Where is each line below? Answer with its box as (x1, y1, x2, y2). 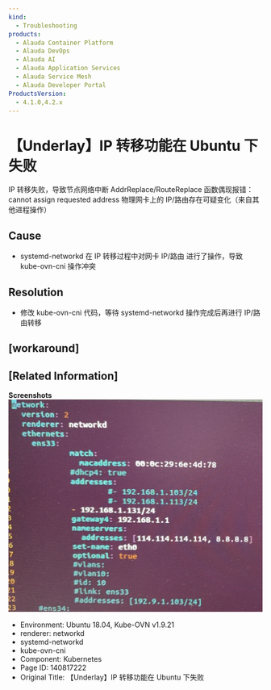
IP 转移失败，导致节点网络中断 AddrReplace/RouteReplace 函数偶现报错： (8, 185, 254, 194)
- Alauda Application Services (15, 65, 121, 73)
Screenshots (8, 391, 52, 400)
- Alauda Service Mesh (15, 73, 92, 81)
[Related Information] (8, 369, 119, 383)
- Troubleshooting (15, 21, 78, 30)
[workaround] (8, 341, 80, 355)
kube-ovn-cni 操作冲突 (19, 261, 97, 271)
